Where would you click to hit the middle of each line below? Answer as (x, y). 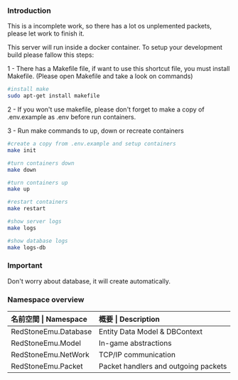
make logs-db (27, 247)
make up (19, 189)
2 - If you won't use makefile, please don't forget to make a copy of (106, 109)
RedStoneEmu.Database (52, 332)
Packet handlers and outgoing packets (163, 367)
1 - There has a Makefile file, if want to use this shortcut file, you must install (119, 69)
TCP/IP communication (137, 355)
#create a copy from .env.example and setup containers (92, 144)
